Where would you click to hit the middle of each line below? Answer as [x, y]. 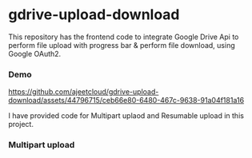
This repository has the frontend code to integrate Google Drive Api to [124, 37]
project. [21, 124]
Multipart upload [42, 145]
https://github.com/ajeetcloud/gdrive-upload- [84, 92]
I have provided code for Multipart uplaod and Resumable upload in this [126, 116]
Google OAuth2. [35, 53]
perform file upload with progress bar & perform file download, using [122, 45]
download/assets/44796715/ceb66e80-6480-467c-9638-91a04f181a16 [126, 101]
